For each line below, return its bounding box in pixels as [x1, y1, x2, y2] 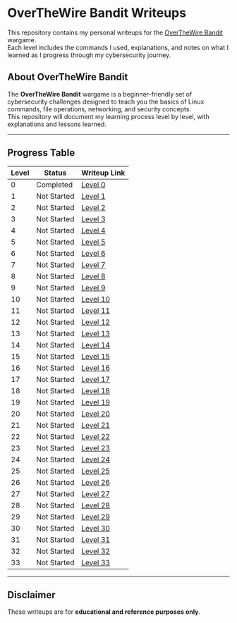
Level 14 [80, 340, 111, 350]
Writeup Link [80, 168, 126, 178]
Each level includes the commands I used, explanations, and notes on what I [7, 43, 229, 51]
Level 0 [80, 180, 106, 190]
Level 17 [80, 374, 111, 384]
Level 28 [80, 500, 111, 510]
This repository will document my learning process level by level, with [7, 112, 209, 121]
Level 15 [80, 351, 111, 361]
